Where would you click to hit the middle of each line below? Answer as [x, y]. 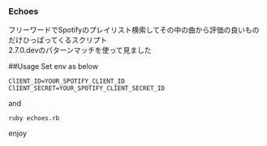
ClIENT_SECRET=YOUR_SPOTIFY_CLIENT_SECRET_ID [86, 88]
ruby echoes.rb [34, 118]
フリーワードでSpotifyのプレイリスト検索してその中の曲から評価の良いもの [134, 30]
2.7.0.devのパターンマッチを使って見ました [80, 50]
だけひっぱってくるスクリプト [58, 40]
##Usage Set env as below [54, 67]
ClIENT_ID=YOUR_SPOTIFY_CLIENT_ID [67, 82]
